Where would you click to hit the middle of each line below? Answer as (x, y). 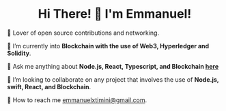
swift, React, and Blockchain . (49, 86)
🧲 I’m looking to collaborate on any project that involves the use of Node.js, (113, 79)
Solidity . (19, 53)
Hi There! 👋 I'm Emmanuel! (115, 14)
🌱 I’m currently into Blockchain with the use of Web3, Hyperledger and (108, 46)
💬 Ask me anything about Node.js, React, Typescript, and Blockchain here (113, 66)
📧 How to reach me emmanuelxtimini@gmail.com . (77, 100)
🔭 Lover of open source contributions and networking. (83, 33)
